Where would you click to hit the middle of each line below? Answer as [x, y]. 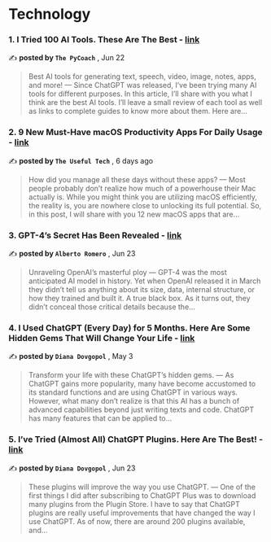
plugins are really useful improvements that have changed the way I [142, 513]
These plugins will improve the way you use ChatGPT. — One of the [142, 487]
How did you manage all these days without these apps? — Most [137, 179]
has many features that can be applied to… [100, 418]
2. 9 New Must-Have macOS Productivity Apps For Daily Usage [135, 133]
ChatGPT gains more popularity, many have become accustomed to [142, 384]
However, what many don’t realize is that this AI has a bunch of [134, 401]
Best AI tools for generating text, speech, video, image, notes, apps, [142, 76]
